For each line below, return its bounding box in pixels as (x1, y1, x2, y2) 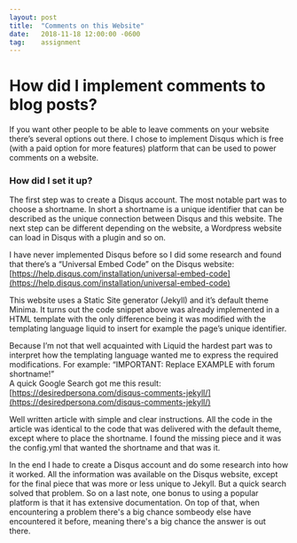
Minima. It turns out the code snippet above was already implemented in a (9, 304, 280, 315)
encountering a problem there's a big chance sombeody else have (9, 507, 252, 517)
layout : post (9, 12, 58, 22)
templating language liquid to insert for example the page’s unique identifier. (9, 323, 287, 334)
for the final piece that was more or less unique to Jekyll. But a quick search (9, 478, 286, 489)
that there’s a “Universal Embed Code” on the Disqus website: (9, 259, 235, 270)
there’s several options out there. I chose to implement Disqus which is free (9, 134, 284, 145)
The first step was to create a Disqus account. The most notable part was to (9, 194, 287, 205)
